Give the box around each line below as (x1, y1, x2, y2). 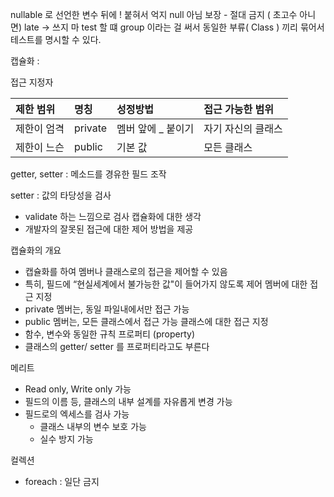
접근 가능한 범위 (203, 103, 274, 116)
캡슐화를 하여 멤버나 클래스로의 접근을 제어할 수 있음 (24, 266, 228, 277)
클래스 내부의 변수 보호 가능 (39, 421, 147, 432)
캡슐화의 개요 (10, 244, 62, 256)
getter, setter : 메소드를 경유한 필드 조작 (10, 168, 167, 180)
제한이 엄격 (15, 122, 65, 135)
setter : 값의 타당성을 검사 (10, 189, 112, 201)
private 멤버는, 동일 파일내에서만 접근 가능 (24, 303, 190, 315)
